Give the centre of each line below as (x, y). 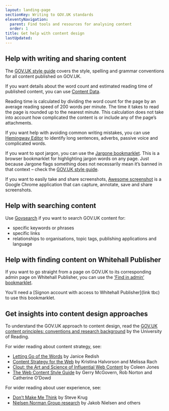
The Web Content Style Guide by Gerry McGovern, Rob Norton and (82, 373)
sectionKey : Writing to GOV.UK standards (49, 15)
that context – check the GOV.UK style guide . (52, 169)
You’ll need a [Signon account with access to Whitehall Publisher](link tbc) (82, 293)
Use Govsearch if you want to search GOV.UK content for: (65, 218)
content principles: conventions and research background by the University (84, 332)
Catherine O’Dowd (32, 378)
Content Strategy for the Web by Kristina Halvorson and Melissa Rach (85, 362)
